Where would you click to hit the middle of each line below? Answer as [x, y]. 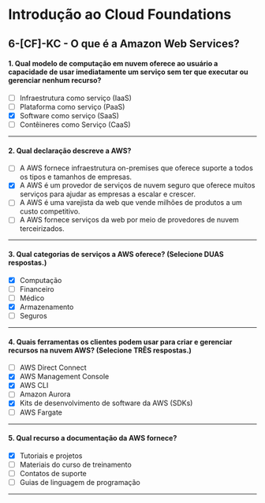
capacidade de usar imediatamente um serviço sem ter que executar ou [128, 72]
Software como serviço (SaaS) [69, 115]
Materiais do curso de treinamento [75, 464]
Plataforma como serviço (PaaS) [72, 106]
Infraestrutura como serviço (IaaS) [76, 98]
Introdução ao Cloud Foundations [120, 15]
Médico [32, 298]
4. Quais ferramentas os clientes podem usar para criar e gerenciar [120, 341]
